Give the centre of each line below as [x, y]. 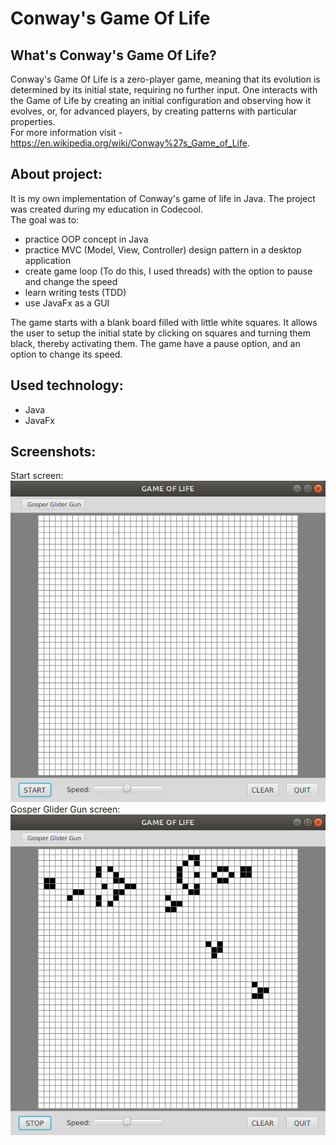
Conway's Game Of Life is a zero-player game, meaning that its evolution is [165, 79]
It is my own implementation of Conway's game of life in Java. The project [163, 198]
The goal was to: [45, 219]
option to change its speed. [66, 354]
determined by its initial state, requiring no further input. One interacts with [164, 90]
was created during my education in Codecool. [107, 209]
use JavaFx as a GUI [67, 303]
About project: [56, 174]
